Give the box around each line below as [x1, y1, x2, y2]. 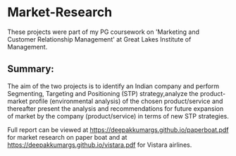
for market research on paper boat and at [7, 133, 128, 141]
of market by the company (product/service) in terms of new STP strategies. [7, 112, 229, 120]
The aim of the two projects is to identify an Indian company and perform [7, 82, 220, 90]
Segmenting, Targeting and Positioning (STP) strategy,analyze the [7, 89, 199, 97]
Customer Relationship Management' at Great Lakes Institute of [7, 35, 192, 43]
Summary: [7, 63, 54, 75]
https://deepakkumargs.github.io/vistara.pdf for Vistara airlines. [7, 140, 192, 149]
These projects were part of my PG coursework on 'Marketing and [7, 28, 199, 36]
